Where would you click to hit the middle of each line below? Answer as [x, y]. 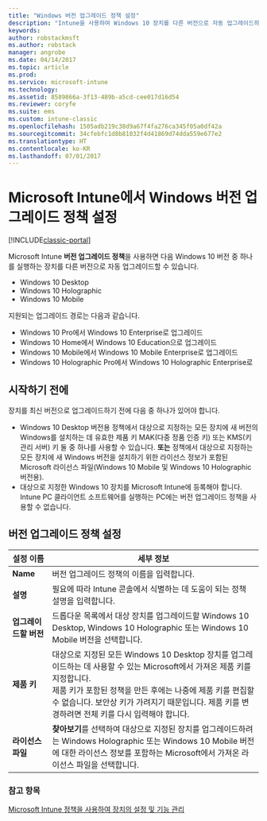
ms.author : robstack [43, 45]
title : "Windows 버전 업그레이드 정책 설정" [74, 15]
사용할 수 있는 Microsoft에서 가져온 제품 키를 [172, 666]
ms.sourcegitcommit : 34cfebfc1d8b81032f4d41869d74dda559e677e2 [115, 134]
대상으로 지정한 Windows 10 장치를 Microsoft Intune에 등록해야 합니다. [131, 487]
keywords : [25, 30]
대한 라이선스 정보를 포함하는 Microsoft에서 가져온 [151, 753]
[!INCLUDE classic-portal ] [50, 240]
